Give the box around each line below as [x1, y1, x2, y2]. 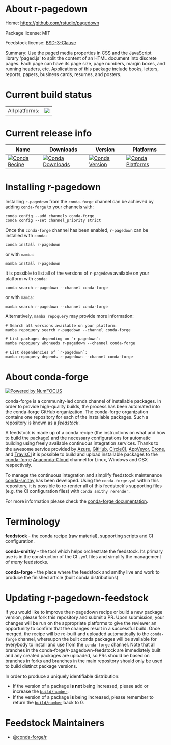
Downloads [49, 146, 78, 153]
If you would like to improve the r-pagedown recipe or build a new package [5, 609, 163, 615]
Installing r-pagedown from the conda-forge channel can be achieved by [5, 198, 154, 204]
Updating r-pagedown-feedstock [5, 592, 149, 604]
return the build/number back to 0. [12, 699, 84, 705]
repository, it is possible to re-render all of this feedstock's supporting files [5, 483, 162, 489]
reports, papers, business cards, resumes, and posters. [5, 71, 122, 77]
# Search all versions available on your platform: [5, 322, 117, 328]
